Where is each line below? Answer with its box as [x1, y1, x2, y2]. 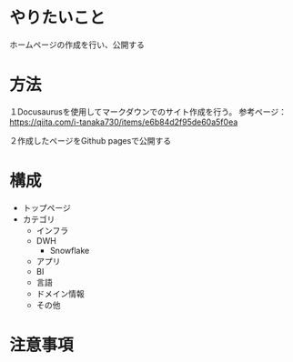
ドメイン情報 [35, 287, 85, 299]
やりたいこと [9, 7, 106, 28]
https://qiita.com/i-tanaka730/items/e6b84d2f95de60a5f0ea [9, 116, 238, 127]
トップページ [22, 202, 71, 213]
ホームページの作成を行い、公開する [9, 39, 146, 50]
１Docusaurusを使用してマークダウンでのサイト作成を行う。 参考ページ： [9, 106, 288, 117]
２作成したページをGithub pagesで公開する [9, 135, 171, 146]
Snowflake [49, 245, 90, 256]
